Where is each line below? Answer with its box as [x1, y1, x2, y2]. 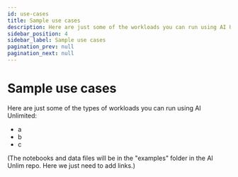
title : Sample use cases [7, 17, 81, 24]
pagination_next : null [7, 50, 74, 57]
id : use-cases [7, 10, 50, 18]
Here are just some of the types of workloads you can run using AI [7, 103, 202, 112]
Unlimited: [7, 111, 38, 120]
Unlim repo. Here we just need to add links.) [7, 161, 136, 170]
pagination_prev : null [7, 43, 74, 50]
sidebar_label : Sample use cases [7, 37, 106, 44]
